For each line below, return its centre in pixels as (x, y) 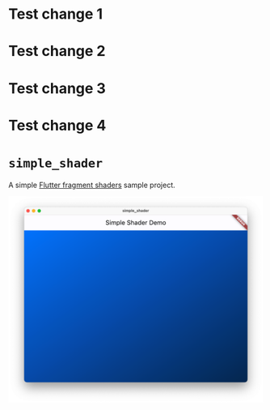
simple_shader (56, 163)
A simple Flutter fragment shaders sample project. (92, 185)
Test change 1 (56, 14)
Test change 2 (57, 51)
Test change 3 (57, 88)
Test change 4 (57, 125)
